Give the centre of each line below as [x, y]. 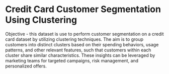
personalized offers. [26, 66]
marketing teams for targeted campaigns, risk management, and [72, 60]
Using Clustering [41, 20]
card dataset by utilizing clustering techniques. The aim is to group [74, 39]
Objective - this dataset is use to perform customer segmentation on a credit [84, 34]
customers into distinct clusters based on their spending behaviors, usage [82, 44]
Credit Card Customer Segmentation [83, 9]
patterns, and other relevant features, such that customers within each [78, 50]
